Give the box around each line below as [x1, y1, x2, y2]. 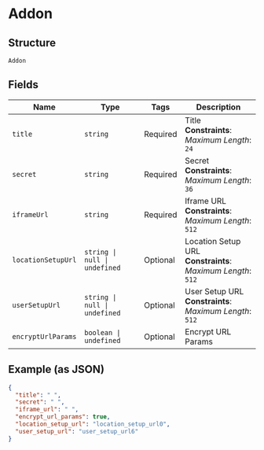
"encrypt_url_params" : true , [15, 413, 111, 421]
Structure [8, 36, 57, 50]
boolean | [83, 328, 121, 337]
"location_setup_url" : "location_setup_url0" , [15, 420, 170, 428]
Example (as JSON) [8, 363, 104, 376]
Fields [8, 78, 39, 91]
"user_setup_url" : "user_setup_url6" [15, 427, 139, 435]
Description [196, 101, 241, 112]
